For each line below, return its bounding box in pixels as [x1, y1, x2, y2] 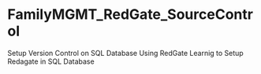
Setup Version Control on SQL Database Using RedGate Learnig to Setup [7, 48, 244, 57]
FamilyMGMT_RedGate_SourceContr [7, 6, 254, 24]
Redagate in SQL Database [7, 57, 95, 66]
